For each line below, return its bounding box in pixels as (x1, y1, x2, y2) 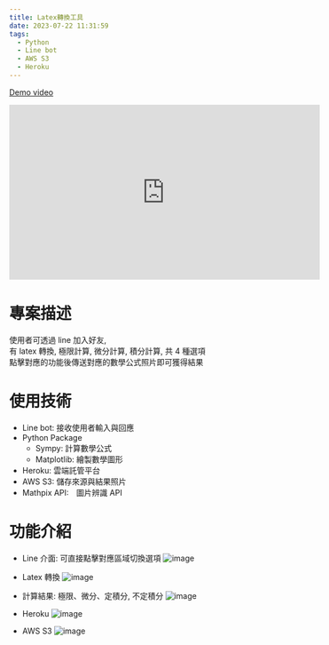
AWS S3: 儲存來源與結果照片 (21, 476, 127, 487)
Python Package (21, 432, 82, 442)
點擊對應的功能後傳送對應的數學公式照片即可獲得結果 (9, 356, 204, 367)
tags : (9, 29, 29, 38)
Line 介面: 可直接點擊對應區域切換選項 (21, 553, 161, 563)
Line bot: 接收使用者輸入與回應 (21, 422, 135, 433)
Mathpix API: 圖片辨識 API (21, 487, 122, 498)
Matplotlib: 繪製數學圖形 (35, 454, 123, 465)
